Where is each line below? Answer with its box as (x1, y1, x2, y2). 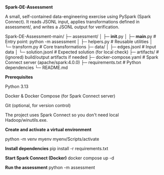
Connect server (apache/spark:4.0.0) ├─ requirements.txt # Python (5, 60, 141, 65)
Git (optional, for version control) (5, 103, 71, 108)
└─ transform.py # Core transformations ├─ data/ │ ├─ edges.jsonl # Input (5, 44, 156, 49)
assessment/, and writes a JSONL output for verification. (5, 24, 119, 30)
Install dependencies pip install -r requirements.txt (5, 146, 109, 151)
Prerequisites (5, 74, 33, 80)
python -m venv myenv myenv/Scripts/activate (5, 136, 99, 142)
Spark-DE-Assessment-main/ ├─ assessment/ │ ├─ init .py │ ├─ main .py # (5, 34, 157, 39)
